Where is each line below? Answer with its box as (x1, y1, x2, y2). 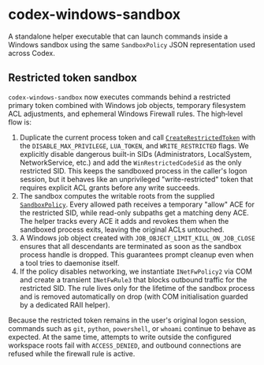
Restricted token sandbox (8, 71, 138, 84)
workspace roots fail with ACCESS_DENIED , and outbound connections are (8, 341, 242, 350)
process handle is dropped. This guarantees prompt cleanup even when (19, 250, 254, 259)
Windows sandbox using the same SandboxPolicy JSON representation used (8, 39, 256, 49)
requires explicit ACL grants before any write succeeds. (19, 183, 201, 192)
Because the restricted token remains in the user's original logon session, (8, 315, 247, 325)
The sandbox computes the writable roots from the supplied (19, 191, 215, 200)
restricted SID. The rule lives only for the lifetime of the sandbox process (19, 283, 255, 292)
